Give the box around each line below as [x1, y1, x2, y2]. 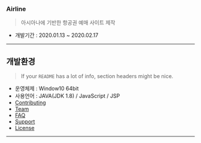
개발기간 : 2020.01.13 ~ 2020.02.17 [14, 32, 99, 39]
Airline [6, 5, 26, 13]
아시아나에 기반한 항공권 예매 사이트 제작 [20, 19, 115, 26]
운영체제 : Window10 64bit [14, 85, 79, 92]
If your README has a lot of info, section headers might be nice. [20, 73, 173, 80]
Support [14, 118, 35, 125]
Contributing [14, 99, 46, 106]
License [14, 125, 35, 132]
